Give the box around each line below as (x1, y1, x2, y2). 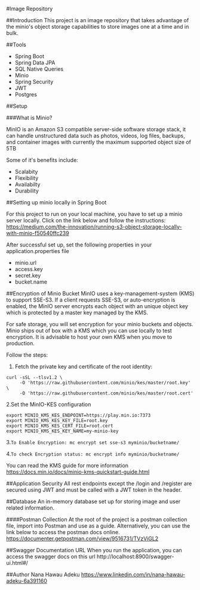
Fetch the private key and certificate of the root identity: (14, 363, 153, 370)
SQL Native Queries (14, 65, 64, 73)
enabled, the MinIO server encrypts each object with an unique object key (6, 303, 188, 309)
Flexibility (14, 174, 39, 182)
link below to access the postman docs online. (6, 529, 121, 535)
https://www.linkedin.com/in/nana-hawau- (81, 571, 186, 578)
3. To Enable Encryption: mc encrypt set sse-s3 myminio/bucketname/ (6, 439, 180, 445)
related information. (6, 504, 55, 511)
